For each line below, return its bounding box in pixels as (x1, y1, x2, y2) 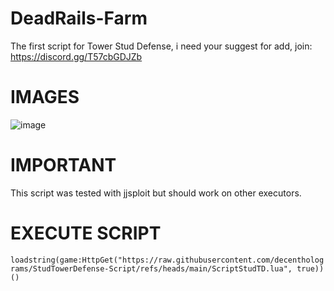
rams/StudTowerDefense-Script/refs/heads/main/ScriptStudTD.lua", (10, 263, 293, 274)
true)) (296, 263, 325, 274)
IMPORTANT (10, 154, 117, 177)
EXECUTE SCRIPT (10, 222, 162, 244)
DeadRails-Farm (10, 7, 148, 30)
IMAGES (10, 86, 80, 109)
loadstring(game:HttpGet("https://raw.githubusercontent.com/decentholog (10, 255, 325, 265)
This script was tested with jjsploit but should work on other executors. (10, 187, 302, 199)
